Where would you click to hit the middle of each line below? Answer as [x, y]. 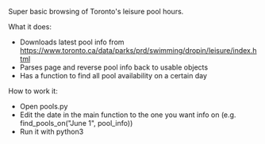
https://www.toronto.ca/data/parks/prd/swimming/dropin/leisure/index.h [138, 50]
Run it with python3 [52, 131]
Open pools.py [44, 106]
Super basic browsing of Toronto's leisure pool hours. [96, 11]
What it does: [30, 27]
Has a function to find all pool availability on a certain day [113, 76]
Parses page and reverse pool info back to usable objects [114, 67]
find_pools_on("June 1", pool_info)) [76, 123]
